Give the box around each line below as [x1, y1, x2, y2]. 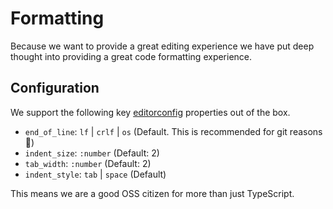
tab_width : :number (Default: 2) [24, 157, 152, 169]
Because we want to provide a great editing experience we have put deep [10, 40, 315, 52]
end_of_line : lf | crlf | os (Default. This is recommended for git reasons [24, 125, 323, 137]
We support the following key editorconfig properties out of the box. [10, 106, 291, 118]
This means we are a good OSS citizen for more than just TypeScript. [10, 187, 295, 199]
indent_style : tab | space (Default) [24, 168, 167, 180]
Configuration [10, 80, 100, 97]
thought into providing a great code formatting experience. [10, 50, 253, 62]
